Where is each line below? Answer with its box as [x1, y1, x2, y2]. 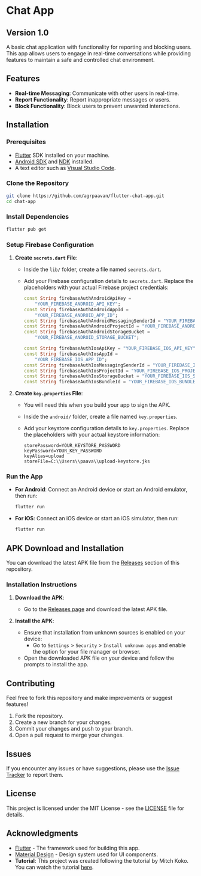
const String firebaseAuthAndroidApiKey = [23, 296, 132, 302]
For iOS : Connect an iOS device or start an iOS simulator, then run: [14, 515, 179, 522]
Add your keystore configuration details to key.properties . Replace [23, 425, 190, 432]
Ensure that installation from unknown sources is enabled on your [23, 629, 185, 636]
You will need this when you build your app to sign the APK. [23, 401, 171, 409]
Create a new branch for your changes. [14, 719, 112, 726]
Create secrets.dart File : [14, 254, 78, 261]
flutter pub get [6, 226, 47, 232]
